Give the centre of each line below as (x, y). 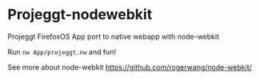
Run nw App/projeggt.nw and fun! (62, 51)
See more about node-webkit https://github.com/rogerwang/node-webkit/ (130, 67)
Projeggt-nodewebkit (80, 15)
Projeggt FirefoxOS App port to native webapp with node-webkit (113, 36)
